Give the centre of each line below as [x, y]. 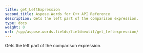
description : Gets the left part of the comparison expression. [72, 18]
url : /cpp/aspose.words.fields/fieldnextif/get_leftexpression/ [72, 32]
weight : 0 [15, 27]
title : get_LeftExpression [32, 9]
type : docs [16, 23]
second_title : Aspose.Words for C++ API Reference [58, 14]
